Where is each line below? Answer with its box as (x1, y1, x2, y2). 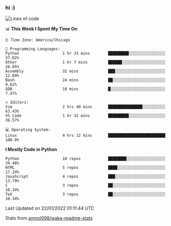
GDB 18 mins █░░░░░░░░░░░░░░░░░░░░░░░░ (5, 87, 166, 92)
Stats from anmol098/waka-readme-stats (5, 215, 93, 221)
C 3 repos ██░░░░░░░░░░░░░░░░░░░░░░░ (5, 183, 166, 188)
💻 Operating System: (5, 127, 51, 132)
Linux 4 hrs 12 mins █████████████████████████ (5, 133, 166, 138)
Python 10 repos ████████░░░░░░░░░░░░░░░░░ (5, 156, 166, 161)
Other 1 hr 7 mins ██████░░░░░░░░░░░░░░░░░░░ (5, 60, 166, 65)
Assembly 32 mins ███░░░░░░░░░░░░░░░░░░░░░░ (5, 69, 166, 74)
